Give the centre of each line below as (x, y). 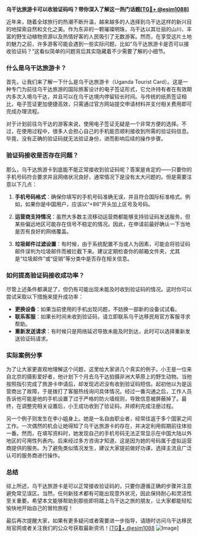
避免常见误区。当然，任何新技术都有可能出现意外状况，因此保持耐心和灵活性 (99, 493)
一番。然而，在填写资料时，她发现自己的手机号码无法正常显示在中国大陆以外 (99, 433)
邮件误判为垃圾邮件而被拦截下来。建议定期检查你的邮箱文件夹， (92, 251)
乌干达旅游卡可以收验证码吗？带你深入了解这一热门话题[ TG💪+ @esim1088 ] (98, 9)
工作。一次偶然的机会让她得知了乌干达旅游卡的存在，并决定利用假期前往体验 (99, 426)
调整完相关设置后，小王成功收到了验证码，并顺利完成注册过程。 (99, 406)
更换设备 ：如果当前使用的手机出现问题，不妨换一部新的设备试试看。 (97, 309)
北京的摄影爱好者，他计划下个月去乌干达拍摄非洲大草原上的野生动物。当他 (101, 377)
